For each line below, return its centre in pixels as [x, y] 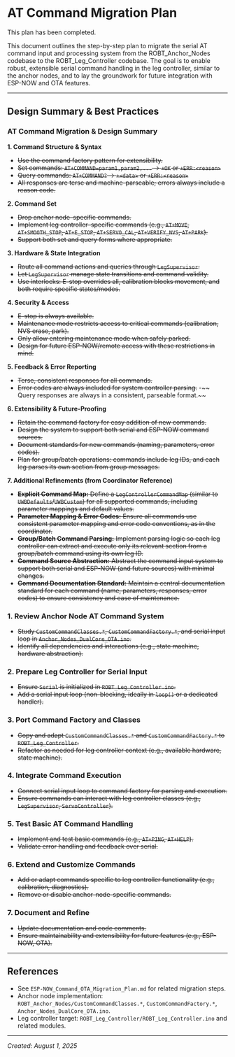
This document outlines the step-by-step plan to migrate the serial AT [107, 45]
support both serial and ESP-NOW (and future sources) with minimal [116, 568]
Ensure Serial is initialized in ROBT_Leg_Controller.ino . [97, 687]
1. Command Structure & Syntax [55, 147]
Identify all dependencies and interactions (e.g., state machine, [108, 646]
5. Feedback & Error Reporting [52, 367]
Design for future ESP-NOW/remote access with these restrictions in [116, 346]
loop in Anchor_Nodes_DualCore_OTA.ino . [74, 639]
